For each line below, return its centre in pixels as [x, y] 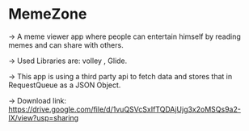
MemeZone [48, 14]
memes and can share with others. [66, 44]
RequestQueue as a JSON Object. [65, 85]
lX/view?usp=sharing [44, 117]
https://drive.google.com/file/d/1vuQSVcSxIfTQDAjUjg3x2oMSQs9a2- [124, 109]
